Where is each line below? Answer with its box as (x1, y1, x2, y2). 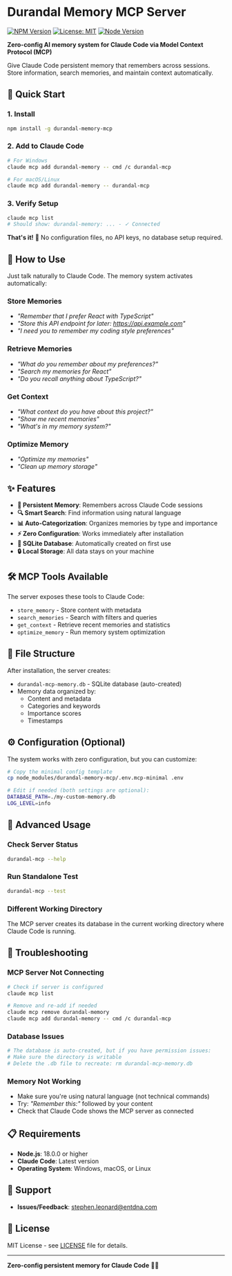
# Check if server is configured (7, 983, 104, 990)
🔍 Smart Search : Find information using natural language (17, 509, 182, 517)
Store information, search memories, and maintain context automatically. (7, 68, 214, 77)
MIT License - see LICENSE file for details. (7, 1241, 128, 1249)
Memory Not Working (7, 1076, 81, 1086)
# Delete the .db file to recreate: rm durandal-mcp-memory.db (7, 1060, 193, 1067)
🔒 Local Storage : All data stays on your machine (17, 547, 155, 555)
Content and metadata (27, 694, 92, 703)
